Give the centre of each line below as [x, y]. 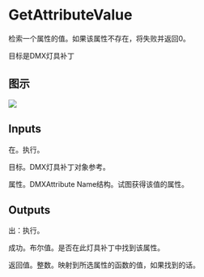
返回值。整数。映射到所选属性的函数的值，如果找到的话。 [104, 265]
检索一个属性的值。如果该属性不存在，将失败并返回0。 [99, 38]
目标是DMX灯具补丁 [42, 55]
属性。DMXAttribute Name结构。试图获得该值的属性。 [98, 184]
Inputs [25, 129]
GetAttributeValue [70, 15]
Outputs [30, 210]
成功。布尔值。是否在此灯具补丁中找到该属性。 [86, 248]
